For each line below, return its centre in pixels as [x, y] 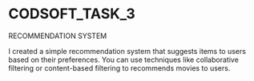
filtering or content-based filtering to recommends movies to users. [119, 67]
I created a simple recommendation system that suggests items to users [127, 51]
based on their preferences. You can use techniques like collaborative [123, 60]
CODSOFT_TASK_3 [72, 14]
